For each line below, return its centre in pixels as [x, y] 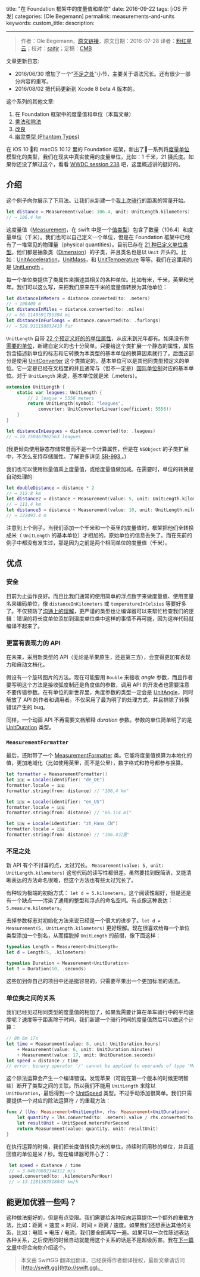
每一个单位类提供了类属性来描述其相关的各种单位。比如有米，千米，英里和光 [100, 279]
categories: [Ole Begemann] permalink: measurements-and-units [95, 16]
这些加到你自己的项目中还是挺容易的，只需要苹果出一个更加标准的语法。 [95, 981]
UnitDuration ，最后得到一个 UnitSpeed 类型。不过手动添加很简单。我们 [94, 1093]
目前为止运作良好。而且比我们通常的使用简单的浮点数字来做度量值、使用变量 [100, 596]
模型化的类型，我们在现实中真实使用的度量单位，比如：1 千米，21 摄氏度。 [97, 157]
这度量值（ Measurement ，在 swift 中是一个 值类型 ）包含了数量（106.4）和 [97, 230]
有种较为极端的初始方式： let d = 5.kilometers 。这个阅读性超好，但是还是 [99, 893]
